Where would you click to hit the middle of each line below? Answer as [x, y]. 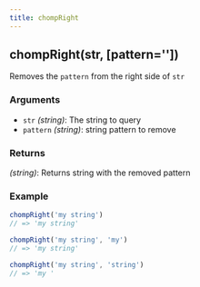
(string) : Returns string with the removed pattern [100, 173]
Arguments [35, 100]
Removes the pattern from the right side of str [97, 76]
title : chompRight [44, 18]
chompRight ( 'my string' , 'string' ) [77, 264]
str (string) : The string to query [82, 120]
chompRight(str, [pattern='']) [94, 55]
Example [29, 196]
